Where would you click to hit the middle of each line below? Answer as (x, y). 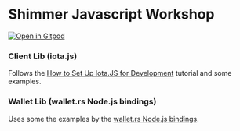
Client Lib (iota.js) (43, 56)
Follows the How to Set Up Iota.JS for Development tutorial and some (120, 73)
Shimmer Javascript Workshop (111, 14)
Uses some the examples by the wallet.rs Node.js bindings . (104, 119)
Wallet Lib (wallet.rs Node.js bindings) (82, 101)
